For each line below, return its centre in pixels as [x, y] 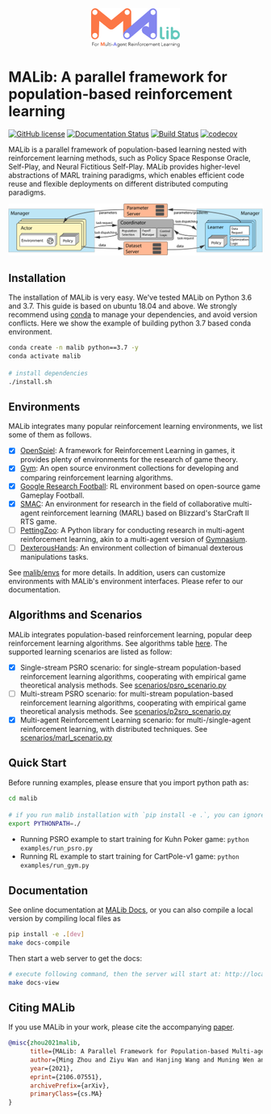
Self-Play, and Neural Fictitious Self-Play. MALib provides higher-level [124, 166]
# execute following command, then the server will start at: [115, 974]
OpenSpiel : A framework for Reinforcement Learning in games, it [127, 451]
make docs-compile [39, 943]
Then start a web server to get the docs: [75, 958]
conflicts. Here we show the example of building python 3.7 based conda [130, 323]
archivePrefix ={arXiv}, [70, 1086]
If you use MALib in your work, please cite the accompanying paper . [122, 1027]
